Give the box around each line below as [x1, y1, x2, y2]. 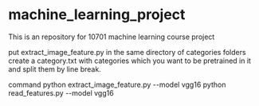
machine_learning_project [8, 6, 186, 24]
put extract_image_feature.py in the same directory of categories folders [8, 47, 246, 57]
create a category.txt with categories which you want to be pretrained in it [8, 56, 251, 65]
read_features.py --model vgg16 [8, 88, 114, 97]
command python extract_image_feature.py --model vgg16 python [8, 80, 226, 89]
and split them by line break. [8, 64, 101, 73]
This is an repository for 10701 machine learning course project [8, 32, 215, 41]
